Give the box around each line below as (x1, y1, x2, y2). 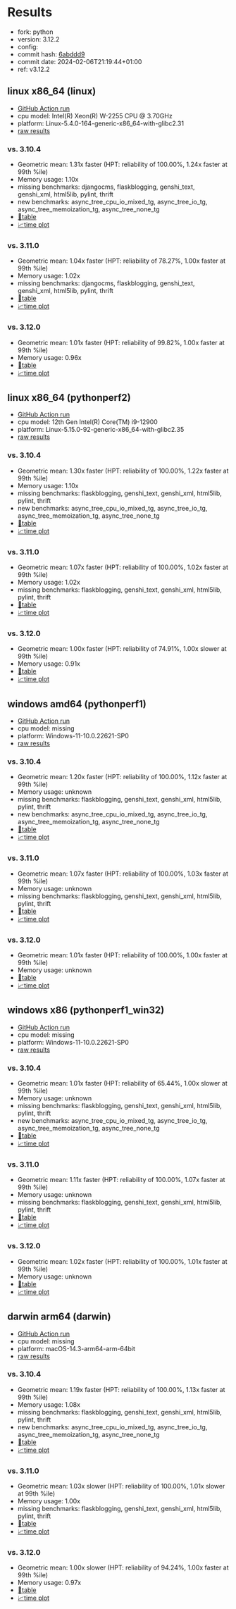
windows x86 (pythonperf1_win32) (7, 1005, 165, 1017)
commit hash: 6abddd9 (17, 50, 85, 58)
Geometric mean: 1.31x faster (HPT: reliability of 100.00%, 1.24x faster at (17, 160, 228, 169)
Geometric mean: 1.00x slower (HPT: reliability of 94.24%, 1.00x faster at (17, 1563, 229, 1572)
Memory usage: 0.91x (17, 659, 81, 668)
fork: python (17, 27, 54, 36)
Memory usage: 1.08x (17, 1400, 81, 1409)
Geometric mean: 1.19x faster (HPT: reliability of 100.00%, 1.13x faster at (17, 1385, 225, 1393)
